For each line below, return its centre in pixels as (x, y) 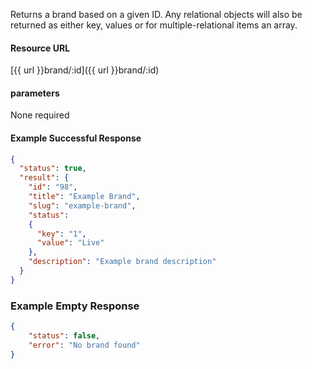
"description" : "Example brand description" (122, 262)
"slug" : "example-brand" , (82, 205)
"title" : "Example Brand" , (84, 197)
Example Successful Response (76, 138)
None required (40, 115)
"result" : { (44, 178)
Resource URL (40, 48)
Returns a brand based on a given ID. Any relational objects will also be (156, 14)
